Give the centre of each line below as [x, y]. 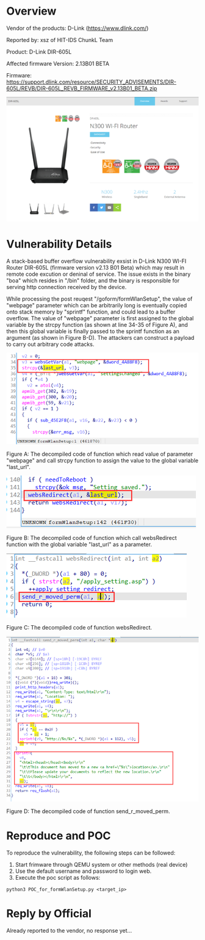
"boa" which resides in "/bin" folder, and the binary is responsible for [93, 281]
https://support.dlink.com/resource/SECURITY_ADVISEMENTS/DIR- [92, 82]
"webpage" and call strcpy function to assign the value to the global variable [103, 461]
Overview [31, 11]
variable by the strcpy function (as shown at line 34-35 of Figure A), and [97, 325]
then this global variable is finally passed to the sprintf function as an [93, 331]
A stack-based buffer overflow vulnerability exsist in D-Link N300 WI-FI [96, 261]
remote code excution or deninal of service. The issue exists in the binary [99, 274]
